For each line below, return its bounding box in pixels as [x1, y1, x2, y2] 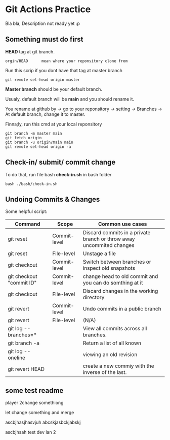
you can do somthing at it [82, 279, 143, 287]
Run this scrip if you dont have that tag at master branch [5, 67, 123, 73]
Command [15, 221, 40, 228]
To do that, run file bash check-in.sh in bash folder [5, 171, 112, 177]
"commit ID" [8, 279, 37, 287]
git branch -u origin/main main [5, 140, 73, 145]
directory [82, 294, 105, 301]
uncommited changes [82, 242, 135, 249]
